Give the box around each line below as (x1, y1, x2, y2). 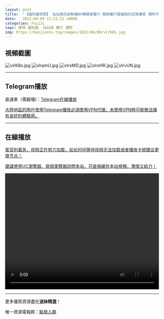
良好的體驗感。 (9, 113, 40, 119)
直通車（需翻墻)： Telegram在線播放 (5, 96, 77, 102)
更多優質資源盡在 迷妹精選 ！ (5, 298, 61, 304)
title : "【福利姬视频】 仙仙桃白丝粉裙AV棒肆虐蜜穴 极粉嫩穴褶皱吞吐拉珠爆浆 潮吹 (5, 12, 156, 17)
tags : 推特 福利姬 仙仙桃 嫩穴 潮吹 (5, 25, 73, 30)
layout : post (5, 7, 32, 12)
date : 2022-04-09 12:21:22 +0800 (5, 16, 78, 21)
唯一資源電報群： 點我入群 (5, 309, 57, 315)
